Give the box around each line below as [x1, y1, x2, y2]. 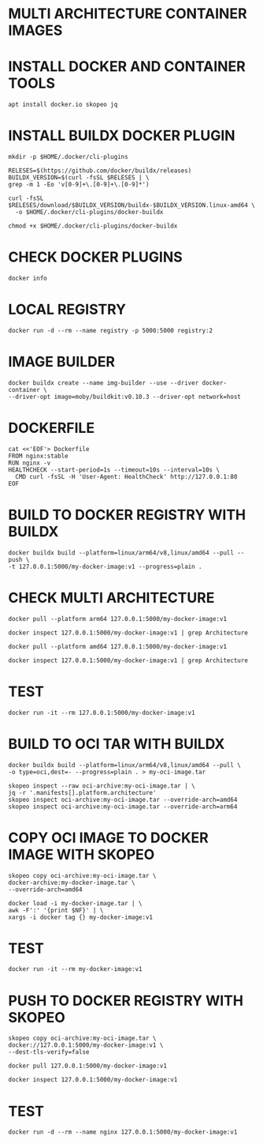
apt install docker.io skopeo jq [8, 100, 118, 109]
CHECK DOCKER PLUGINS [8, 248, 183, 266]
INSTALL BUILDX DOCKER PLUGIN [8, 127, 235, 145]
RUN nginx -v [8, 459, 51, 467]
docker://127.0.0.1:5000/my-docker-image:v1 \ [8, 1041, 164, 1049]
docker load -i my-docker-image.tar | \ [8, 899, 143, 907]
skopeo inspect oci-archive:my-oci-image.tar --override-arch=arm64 [8, 803, 238, 811]
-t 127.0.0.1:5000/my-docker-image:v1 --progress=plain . [8, 563, 202, 570]
